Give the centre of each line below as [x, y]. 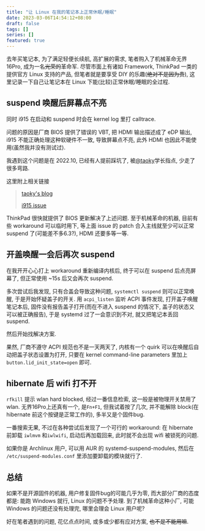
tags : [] [17, 29]
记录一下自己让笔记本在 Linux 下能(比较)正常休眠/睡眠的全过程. [91, 82]
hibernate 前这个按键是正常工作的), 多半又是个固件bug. [76, 414]
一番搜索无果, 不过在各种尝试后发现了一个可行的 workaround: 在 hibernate [100, 428]
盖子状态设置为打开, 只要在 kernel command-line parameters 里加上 [102, 354]
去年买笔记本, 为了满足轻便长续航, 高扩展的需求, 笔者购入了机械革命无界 [97, 59]
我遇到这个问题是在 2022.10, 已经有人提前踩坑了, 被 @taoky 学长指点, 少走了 [101, 160]
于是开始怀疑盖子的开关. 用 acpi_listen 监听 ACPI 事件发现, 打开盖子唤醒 [106, 299]
